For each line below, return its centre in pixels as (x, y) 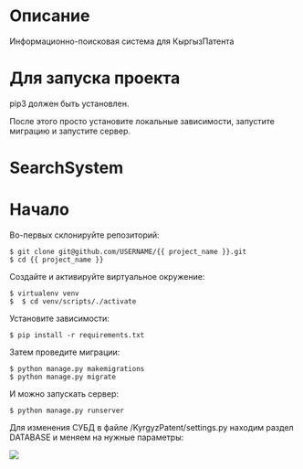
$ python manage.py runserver (67, 410)
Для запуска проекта (95, 78)
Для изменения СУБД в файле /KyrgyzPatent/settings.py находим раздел (151, 427)
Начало (40, 210)
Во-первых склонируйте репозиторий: (84, 235)
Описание (50, 16)
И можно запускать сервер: (64, 394)
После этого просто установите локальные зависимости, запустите (142, 121)
